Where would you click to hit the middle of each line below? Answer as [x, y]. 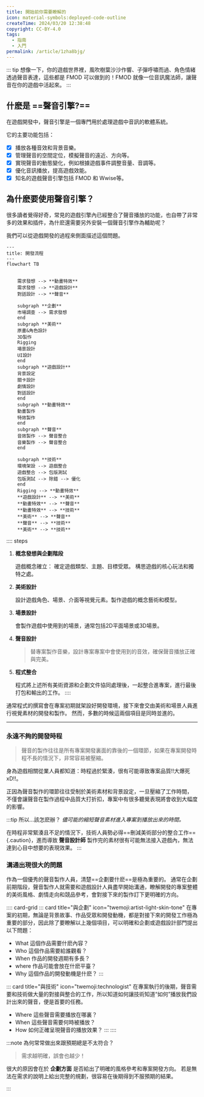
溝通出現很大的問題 [34, 865]
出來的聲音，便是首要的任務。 [49, 1002]
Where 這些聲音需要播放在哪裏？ [56, 1015]
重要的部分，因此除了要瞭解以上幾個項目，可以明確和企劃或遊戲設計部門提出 [102, 923]
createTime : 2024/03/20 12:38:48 [49, 23]
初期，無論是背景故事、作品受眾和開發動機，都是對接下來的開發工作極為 [107, 915]
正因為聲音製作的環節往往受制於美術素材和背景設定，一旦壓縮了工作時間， [99, 791]
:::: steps [17, 541]
